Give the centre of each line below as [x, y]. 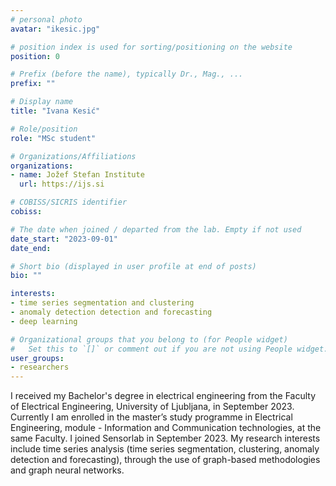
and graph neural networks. [67, 470]
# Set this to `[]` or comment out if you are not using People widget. [169, 349]
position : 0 [35, 56]
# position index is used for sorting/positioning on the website [151, 47]
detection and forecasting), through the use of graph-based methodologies [165, 460]
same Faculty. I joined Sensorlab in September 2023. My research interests [165, 438]
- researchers [40, 367]
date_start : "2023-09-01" [64, 239]
